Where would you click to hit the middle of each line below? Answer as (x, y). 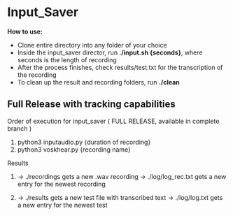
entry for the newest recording (62, 184)
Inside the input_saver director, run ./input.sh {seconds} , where (110, 52)
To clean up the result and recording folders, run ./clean (98, 82)
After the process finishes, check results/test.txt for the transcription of (120, 67)
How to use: (25, 31)
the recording (37, 75)
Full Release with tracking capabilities (92, 105)
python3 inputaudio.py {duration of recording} (84, 142)
